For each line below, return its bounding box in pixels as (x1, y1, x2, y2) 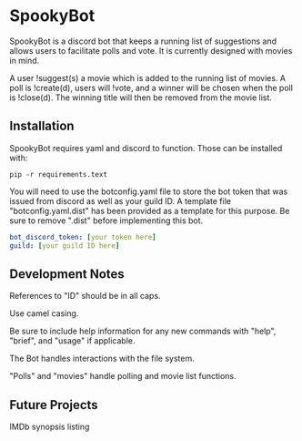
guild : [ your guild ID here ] (9, 241, 120, 251)
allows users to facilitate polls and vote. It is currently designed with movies (9, 45, 293, 56)
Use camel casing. (9, 308, 79, 319)
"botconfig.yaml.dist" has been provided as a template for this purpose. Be (9, 205, 290, 216)
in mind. (9, 55, 40, 66)
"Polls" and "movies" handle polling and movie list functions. (9, 371, 237, 382)
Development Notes (9, 266, 125, 282)
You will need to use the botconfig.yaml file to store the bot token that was (9, 186, 288, 197)
